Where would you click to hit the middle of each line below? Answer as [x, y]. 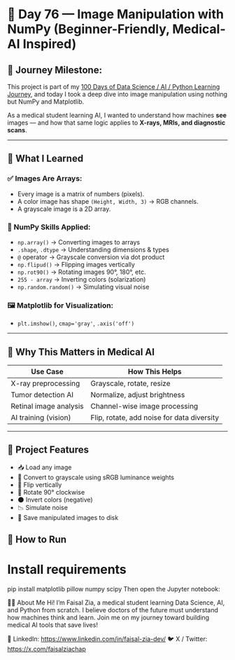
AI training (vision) [41, 418]
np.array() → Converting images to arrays [79, 242]
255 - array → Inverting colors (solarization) [81, 279]
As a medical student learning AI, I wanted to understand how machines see [117, 115]
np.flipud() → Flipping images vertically [76, 264]
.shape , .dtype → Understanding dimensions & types [93, 249]
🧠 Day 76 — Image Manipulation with [115, 14]
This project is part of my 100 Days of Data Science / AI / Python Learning [114, 87]
